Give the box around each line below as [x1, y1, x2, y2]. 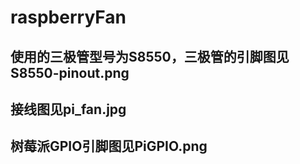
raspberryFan [10, 6, 127, 29]
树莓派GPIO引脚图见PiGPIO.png [10, 138, 208, 155]
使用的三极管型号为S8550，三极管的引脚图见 [10, 48, 290, 65]
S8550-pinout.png [10, 64, 130, 81]
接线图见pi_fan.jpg [10, 101, 127, 118]
